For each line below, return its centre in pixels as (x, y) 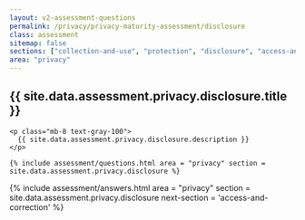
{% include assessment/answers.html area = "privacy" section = (130, 187)
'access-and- (243, 197)
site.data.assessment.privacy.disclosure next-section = (113, 197)
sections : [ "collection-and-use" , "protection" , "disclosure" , (132, 52)
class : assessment (44, 34)
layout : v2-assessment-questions (73, 18)
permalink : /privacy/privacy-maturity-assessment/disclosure (128, 26)
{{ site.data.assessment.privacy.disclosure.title (148, 96)
